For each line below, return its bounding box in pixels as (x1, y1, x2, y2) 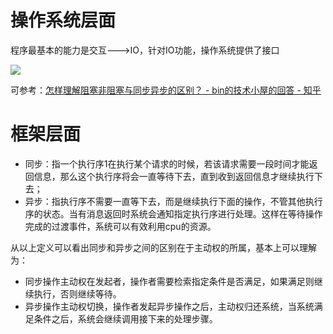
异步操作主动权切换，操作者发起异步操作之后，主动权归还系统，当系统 (24, 300, 315, 312)
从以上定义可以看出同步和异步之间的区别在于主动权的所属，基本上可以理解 (10, 241, 317, 253)
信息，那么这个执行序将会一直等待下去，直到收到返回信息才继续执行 (33, 170, 315, 182)
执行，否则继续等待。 (33, 287, 122, 300)
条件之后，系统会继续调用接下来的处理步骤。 (33, 312, 218, 325)
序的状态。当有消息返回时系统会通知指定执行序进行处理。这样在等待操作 (24, 207, 323, 220)
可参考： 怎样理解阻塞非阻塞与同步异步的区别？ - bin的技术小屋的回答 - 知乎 (10, 84, 322, 96)
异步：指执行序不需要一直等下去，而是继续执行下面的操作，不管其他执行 (24, 195, 323, 207)
